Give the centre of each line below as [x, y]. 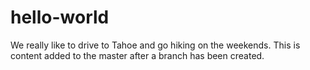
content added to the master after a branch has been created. [137, 55]
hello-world [60, 17]
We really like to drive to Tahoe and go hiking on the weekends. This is [155, 45]
